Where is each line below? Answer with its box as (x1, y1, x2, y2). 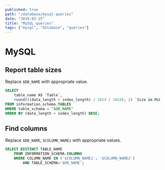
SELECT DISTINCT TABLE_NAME (5, 147, 63, 152)
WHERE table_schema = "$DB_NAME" (5, 106, 74, 111)
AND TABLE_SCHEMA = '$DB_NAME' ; (23, 160, 84, 165)
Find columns (5, 124, 48, 132)
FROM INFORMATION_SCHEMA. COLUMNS (14, 151, 82, 156)
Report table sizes (5, 65, 62, 74)
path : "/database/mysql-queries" (5, 12, 74, 17)
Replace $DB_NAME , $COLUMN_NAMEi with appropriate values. (5, 137, 121, 143)
